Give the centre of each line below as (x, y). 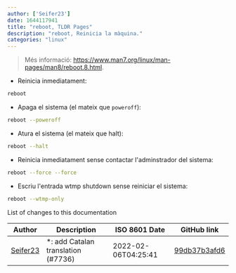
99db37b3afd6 (200, 250)
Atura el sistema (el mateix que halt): (70, 133)
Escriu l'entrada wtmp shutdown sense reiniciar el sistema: (103, 186)
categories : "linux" (38, 40)
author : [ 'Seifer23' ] (39, 14)
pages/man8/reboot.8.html (63, 67)
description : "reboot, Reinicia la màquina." (75, 33)
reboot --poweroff (34, 120)
